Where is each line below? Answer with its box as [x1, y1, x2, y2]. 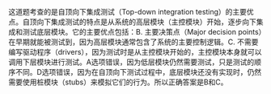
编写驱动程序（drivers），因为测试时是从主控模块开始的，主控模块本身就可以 [8, 47, 262, 56]
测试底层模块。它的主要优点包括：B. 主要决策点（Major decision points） [22, 27, 263, 36]
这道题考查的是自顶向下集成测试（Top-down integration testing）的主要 [8, 7, 248, 16]
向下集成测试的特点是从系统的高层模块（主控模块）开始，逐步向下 [36, 17, 256, 27]
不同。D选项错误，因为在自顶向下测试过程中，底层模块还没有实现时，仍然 [15, 67, 262, 76]
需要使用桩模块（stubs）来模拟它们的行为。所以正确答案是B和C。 [8, 77, 228, 87]
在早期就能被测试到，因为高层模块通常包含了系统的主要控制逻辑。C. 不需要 [8, 37, 259, 47]
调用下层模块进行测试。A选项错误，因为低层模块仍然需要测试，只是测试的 [8, 57, 255, 67]
